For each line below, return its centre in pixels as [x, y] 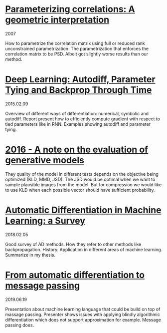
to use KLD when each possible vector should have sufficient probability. [80, 190]
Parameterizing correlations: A [70, 9]
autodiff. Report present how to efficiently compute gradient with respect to [83, 119]
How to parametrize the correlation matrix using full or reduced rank [75, 43]
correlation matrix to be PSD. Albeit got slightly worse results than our [77, 54]
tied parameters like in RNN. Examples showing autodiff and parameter [78, 124]
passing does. [20, 325]
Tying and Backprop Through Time [79, 90]
